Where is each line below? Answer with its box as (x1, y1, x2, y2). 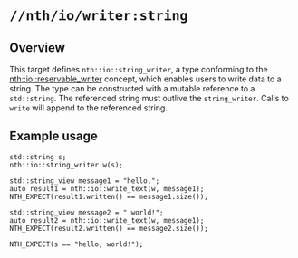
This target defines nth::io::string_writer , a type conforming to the (9, 64, 269, 74)
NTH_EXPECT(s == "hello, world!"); (9, 239, 144, 249)
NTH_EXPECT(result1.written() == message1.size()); (9, 192, 208, 201)
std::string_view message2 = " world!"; (9, 207, 165, 217)
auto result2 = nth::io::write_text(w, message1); (9, 215, 205, 225)
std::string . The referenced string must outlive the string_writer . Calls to (9, 93, 290, 103)
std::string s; (9, 152, 67, 161)
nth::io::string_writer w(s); (9, 160, 124, 169)
